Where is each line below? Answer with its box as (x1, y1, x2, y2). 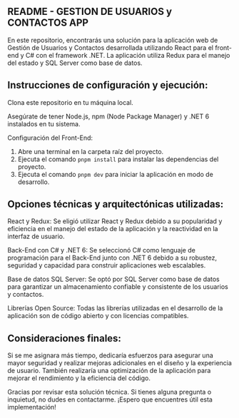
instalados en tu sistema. (7, 119, 81, 128)
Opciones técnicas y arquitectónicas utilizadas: (7, 198, 224, 210)
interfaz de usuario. (7, 232, 65, 241)
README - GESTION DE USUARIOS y (7, 6, 173, 18)
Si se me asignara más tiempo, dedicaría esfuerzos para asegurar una (7, 351, 214, 360)
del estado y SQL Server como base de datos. (7, 58, 143, 67)
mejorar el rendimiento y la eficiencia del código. (7, 374, 151, 382)
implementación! (7, 403, 57, 412)
